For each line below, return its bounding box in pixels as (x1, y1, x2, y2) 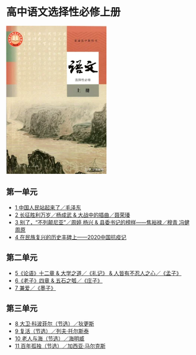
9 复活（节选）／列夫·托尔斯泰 (14, 328, 89, 335)
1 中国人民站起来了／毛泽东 (14, 204, 81, 211)
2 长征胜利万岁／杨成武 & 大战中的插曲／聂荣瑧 (14, 211, 131, 218)
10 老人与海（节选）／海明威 (14, 335, 85, 342)
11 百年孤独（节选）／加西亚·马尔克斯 (14, 343, 106, 350)
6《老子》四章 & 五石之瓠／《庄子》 (14, 277, 103, 284)
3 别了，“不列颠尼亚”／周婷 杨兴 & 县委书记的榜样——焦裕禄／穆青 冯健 (14, 218, 190, 226)
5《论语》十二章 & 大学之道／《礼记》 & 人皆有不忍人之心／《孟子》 (14, 270, 182, 277)
